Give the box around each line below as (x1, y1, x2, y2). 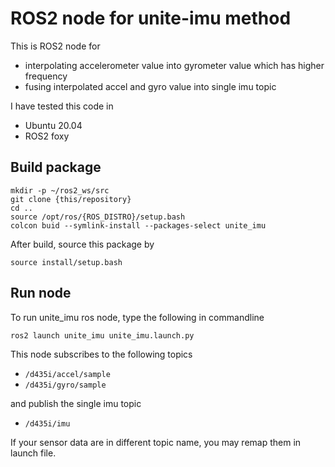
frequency (24, 70, 68, 82)
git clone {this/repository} (10, 194, 132, 204)
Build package (10, 159, 102, 176)
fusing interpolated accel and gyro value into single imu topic (24, 80, 277, 92)
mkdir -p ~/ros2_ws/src (10, 185, 110, 196)
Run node (10, 285, 72, 302)
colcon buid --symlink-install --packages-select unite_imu (10, 220, 267, 231)
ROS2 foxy (24, 130, 70, 142)
